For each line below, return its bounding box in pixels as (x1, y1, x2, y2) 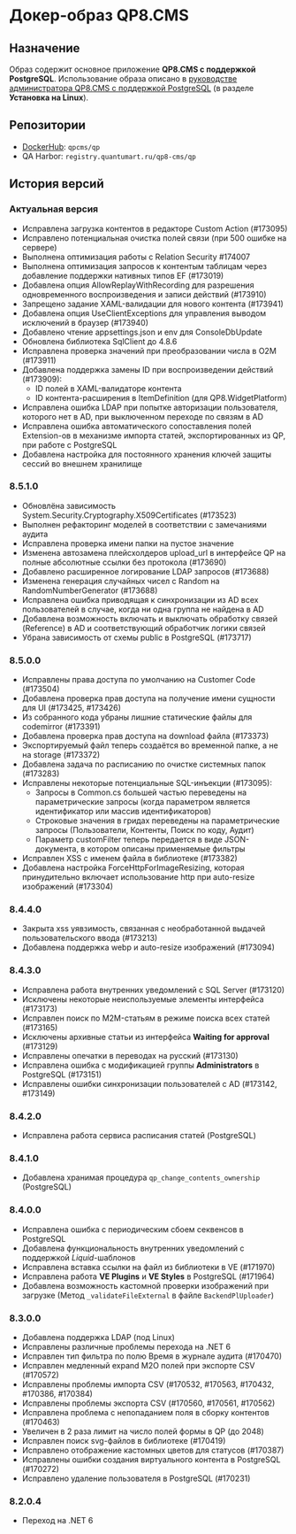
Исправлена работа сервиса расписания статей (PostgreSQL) (21, 1129, 256, 1140)
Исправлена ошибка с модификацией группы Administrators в (21, 1060, 260, 1070)
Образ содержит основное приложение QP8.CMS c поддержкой (9, 64, 256, 74)
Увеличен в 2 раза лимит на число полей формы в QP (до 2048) (21, 1426, 265, 1437)
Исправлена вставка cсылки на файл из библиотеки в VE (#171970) (21, 1261, 276, 1272)
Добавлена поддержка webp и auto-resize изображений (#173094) (21, 942, 276, 952)
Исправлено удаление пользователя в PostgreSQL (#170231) (21, 1473, 251, 1484)
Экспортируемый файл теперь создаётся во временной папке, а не (21, 740, 278, 751)
